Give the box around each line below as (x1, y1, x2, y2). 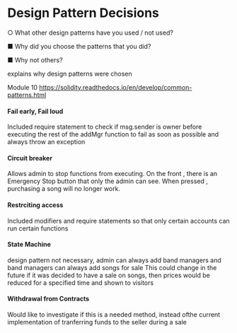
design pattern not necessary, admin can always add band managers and (7, 256, 221, 264)
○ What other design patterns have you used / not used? (7, 28, 173, 37)
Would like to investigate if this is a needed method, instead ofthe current (7, 310, 221, 319)
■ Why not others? (7, 55, 63, 64)
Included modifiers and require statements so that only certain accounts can (7, 216, 230, 225)
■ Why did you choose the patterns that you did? (7, 42, 151, 50)
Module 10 (7, 83, 37, 91)
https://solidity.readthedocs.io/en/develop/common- (38, 83, 192, 91)
